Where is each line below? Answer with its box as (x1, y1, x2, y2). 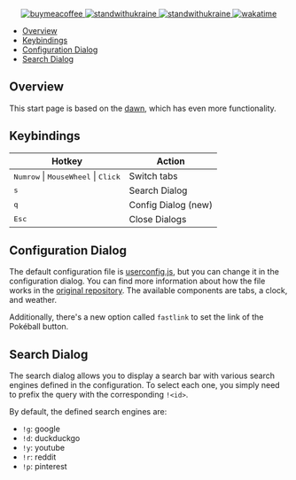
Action (156, 155, 186, 167)
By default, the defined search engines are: (9, 406, 167, 417)
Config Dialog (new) (129, 198, 213, 211)
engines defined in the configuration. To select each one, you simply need (9, 380, 281, 391)
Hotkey (51, 155, 82, 167)
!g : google (21, 423, 60, 434)
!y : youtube (21, 443, 65, 453)
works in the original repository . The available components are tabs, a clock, (9, 285, 288, 296)
